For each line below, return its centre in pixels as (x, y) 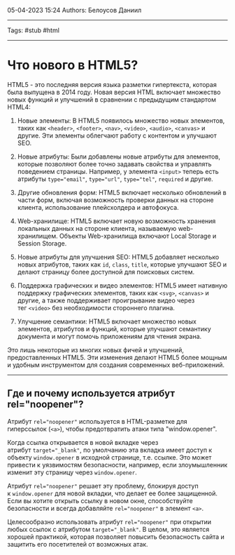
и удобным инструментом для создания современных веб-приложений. (116, 365)
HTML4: (19, 107)
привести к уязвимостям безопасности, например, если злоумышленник (117, 464)
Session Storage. (42, 243)
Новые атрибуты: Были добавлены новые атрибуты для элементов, (119, 156)
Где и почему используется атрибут (91, 393)
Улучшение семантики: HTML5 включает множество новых (107, 321)
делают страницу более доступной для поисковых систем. (106, 272)
